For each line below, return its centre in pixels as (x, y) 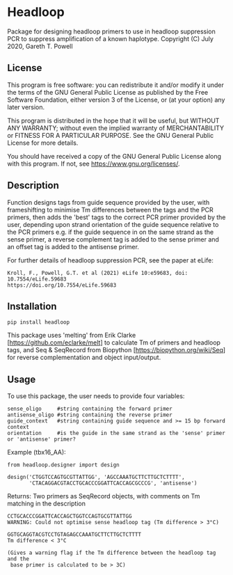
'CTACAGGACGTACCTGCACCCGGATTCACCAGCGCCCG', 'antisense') (113, 483)
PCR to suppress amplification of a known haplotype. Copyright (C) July (111, 38)
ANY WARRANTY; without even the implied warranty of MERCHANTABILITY (116, 128)
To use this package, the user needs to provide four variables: (96, 396)
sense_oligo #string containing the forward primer (90, 409)
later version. (26, 107)
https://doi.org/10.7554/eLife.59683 (62, 285)
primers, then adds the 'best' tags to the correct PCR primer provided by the (116, 217)
